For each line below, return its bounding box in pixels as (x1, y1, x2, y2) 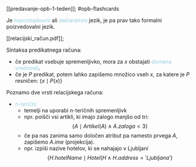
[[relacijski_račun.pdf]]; (6, 35, 64, 41)
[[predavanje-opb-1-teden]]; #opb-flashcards (6, 5, 120, 12)
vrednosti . (14, 64, 40, 71)
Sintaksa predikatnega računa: (6, 46, 82, 53)
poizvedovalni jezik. (6, 23, 55, 30)
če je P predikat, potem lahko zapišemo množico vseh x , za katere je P (14, 71, 190, 77)
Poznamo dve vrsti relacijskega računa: (6, 89, 104, 96)
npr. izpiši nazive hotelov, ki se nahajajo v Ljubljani (23, 145, 149, 152)
